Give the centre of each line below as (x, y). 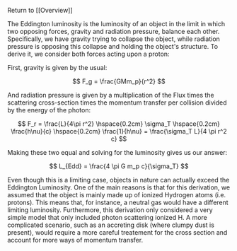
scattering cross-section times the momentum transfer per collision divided (117, 103)
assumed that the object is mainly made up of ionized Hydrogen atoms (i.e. (117, 195)
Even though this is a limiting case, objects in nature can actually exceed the (118, 180)
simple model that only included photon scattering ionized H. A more (107, 217)
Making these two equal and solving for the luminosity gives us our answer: (117, 152)
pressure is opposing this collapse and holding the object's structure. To (112, 46)
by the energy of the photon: (49, 110)
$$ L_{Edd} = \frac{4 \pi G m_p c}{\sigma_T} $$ (119, 166)
